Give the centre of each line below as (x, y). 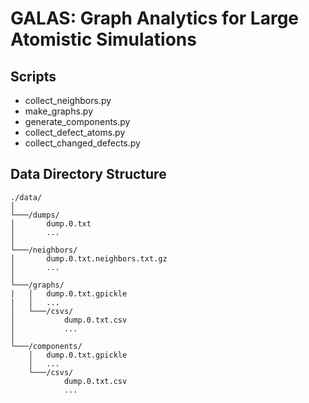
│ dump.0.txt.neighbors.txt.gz (89, 258)
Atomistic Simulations (103, 39)
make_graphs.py (58, 111)
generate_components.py (77, 121)
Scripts (33, 76)
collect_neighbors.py (68, 100)
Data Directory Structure (88, 174)
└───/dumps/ (35, 215)
